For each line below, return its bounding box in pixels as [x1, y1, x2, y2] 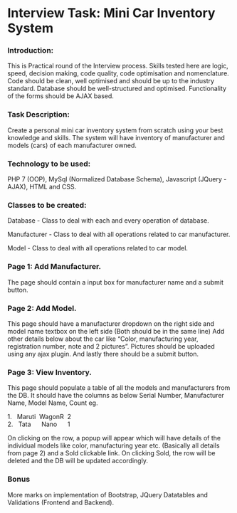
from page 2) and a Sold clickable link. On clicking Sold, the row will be [7, 449, 216, 458]
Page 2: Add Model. [7, 303, 77, 313]
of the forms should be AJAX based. [7, 92, 114, 100]
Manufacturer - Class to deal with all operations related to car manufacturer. [7, 230, 231, 239]
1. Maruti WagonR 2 [7, 413, 72, 421]
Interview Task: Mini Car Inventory [7, 5, 216, 21]
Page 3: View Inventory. [7, 367, 93, 377]
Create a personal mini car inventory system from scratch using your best [7, 126, 223, 134]
